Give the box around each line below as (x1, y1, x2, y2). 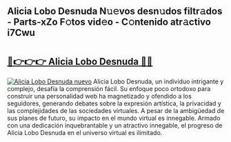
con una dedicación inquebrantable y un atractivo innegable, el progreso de (7, 121, 223, 130)
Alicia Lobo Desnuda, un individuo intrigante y (92, 77, 224, 85)
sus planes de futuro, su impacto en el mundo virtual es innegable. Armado (7, 114, 221, 122)
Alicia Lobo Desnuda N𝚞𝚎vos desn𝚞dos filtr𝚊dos (7, 6, 223, 17)
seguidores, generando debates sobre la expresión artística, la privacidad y (7, 99, 222, 108)
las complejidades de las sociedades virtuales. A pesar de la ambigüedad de (7, 107, 225, 114)
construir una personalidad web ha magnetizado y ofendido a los (7, 92, 192, 100)
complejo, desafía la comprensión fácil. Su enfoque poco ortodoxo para (7, 85, 211, 92)
